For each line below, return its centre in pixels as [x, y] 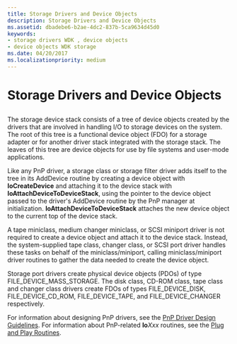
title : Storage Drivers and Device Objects [73, 14]
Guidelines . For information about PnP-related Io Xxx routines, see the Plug [116, 325]
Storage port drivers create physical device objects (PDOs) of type [105, 274]
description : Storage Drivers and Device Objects [82, 21]
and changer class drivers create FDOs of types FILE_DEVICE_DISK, [107, 289]
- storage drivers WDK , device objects [68, 40]
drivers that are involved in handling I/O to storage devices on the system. [115, 127]
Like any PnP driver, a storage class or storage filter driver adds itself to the [117, 171]
